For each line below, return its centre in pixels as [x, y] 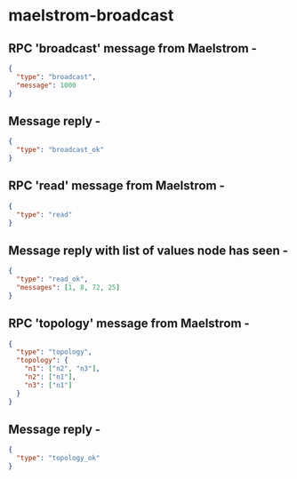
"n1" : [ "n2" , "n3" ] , [62, 369]
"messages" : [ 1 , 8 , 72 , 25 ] [68, 287]
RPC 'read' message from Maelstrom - [117, 186]
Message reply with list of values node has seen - [148, 250]
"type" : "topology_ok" [58, 459]
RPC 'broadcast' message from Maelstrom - [132, 48]
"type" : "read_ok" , [52, 279]
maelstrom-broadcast [91, 16]
